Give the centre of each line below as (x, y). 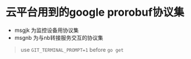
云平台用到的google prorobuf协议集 (95, 12)
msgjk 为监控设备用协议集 (47, 30)
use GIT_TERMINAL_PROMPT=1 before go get (72, 49)
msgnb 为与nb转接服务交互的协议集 (59, 37)
